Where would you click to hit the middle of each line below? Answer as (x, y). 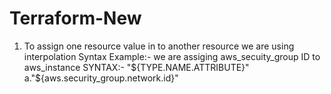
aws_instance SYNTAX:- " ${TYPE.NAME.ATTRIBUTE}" (136, 67)
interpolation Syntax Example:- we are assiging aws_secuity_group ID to (172, 56)
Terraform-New (75, 18)
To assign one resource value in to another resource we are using (159, 46)
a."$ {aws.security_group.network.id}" (101, 78)
